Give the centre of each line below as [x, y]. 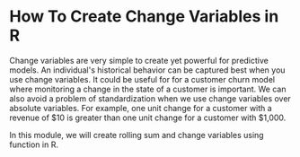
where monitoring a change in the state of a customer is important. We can [148, 89]
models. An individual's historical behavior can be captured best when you [147, 70]
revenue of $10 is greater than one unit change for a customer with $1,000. [148, 118]
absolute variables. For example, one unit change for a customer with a [141, 108]
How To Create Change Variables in [144, 17]
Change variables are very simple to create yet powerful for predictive [139, 60]
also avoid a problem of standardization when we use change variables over [150, 98]
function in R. [34, 144]
